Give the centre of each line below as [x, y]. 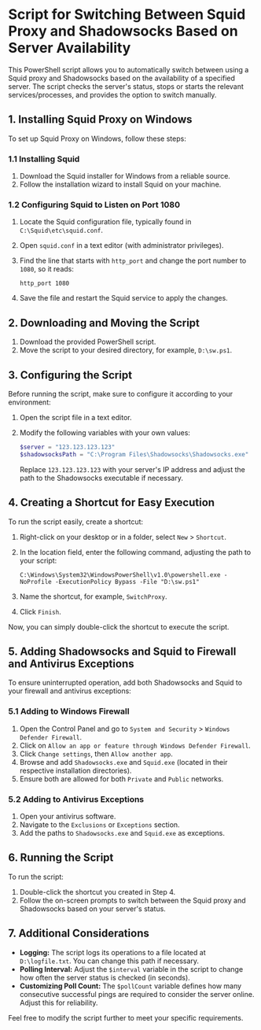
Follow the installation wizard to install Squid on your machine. [120, 185]
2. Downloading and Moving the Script [104, 323]
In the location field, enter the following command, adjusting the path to [135, 552]
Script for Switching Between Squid [127, 15]
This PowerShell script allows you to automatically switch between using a [129, 69]
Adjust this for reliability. [59, 1002]
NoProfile [36, 581]
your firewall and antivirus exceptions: [70, 691]
